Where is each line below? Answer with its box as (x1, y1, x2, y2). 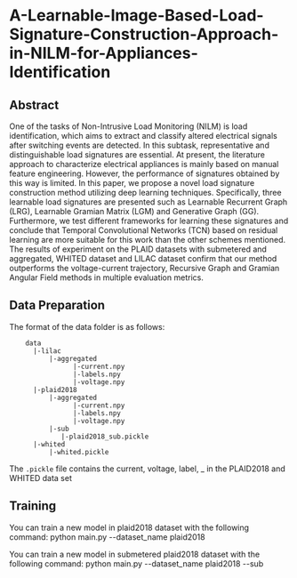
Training (9, 499, 57, 514)
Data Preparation (9, 298, 105, 313)
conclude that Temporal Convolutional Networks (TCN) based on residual (9, 225, 278, 236)
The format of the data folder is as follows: (9, 321, 165, 332)
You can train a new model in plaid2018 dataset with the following (9, 522, 250, 533)
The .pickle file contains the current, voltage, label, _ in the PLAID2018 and (9, 463, 286, 474)
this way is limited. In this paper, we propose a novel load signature (9, 178, 255, 188)
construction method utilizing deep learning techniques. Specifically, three (9, 188, 282, 197)
